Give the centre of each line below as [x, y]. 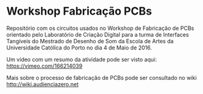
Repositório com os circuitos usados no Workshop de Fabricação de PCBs [100, 28]
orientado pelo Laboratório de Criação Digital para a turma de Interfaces [98, 34]
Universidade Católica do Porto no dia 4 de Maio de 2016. [79, 48]
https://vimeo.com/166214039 [44, 66]
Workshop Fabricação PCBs [79, 11]
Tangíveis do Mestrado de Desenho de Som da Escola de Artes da [90, 41]
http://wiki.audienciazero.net [43, 84]
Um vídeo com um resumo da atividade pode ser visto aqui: [82, 59]
